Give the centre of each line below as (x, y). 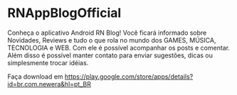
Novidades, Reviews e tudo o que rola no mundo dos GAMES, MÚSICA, (112, 40)
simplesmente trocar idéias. (48, 62)
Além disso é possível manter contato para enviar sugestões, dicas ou (110, 55)
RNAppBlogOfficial (64, 13)
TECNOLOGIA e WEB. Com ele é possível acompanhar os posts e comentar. (118, 47)
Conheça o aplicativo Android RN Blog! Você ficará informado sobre (107, 33)
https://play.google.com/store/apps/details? (129, 77)
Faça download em (35, 77)
